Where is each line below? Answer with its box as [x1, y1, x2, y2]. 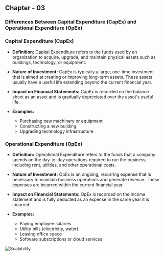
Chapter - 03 [5, 4, 46, 12]
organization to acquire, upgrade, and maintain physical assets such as [12, 54, 156, 60]
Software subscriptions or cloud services [19, 236, 103, 242]
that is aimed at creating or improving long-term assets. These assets [12, 74, 153, 80]
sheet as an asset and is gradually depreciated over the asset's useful [12, 94, 153, 100]
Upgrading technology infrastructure [19, 128, 94, 134]
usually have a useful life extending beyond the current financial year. [12, 79, 153, 85]
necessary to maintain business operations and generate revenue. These [12, 176, 160, 182]
